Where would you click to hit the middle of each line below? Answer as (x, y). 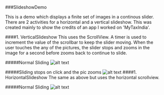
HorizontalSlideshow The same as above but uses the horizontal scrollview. (82, 77)
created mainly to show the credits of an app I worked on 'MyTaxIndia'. (78, 27)
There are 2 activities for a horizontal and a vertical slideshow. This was (79, 22)
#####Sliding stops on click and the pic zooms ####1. (71, 72)
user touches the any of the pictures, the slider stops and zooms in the (78, 47)
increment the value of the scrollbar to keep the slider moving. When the (79, 42)
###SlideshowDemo (26, 7)
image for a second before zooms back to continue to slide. (66, 53)
